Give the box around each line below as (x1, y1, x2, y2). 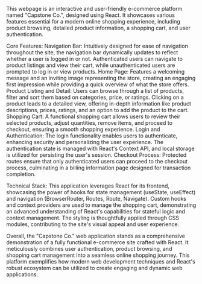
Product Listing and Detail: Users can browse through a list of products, (6, 87, 184, 94)
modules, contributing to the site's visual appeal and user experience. (6, 221, 180, 228)
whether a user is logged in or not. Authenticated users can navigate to (6, 55, 183, 62)
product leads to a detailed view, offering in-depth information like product (6, 100, 192, 107)
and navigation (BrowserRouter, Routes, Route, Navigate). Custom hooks (6, 195, 187, 202)
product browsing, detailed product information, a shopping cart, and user (6, 24, 191, 31)
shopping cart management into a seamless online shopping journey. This (6, 251, 190, 259)
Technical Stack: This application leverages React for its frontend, (6, 182, 170, 189)
